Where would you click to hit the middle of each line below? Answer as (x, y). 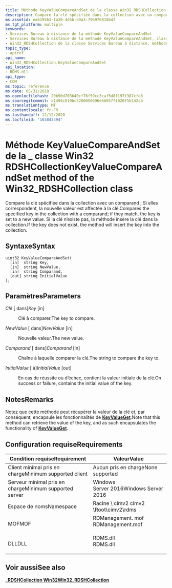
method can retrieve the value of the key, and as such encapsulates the (81, 423)
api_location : (20, 67)
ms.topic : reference (27, 86)
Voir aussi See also (35, 568)
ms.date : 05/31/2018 (27, 91)
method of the (64, 178)
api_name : (16, 58)
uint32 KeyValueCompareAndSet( (39, 258)
